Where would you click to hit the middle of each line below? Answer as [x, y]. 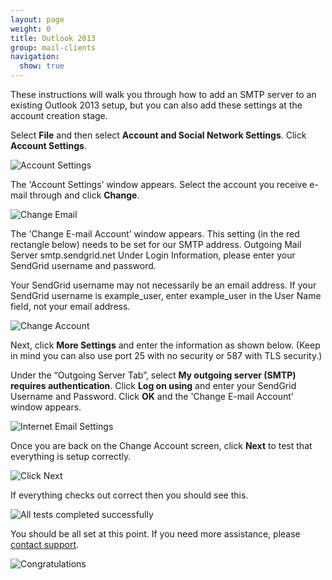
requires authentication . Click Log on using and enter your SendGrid [153, 385]
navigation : [35, 57]
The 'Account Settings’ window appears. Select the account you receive [159, 184]
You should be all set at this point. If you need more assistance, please [155, 534]
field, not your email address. [70, 306]
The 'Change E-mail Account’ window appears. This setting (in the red [155, 234]
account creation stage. [59, 115]
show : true [42, 66]
